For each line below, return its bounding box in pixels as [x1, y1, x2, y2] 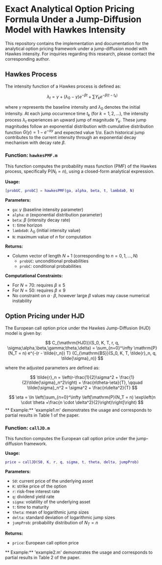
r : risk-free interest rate [12, 489, 60, 494]
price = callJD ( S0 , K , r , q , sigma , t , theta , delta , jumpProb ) [5, 460, 139, 465]
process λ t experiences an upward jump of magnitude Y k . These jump [5, 117, 147, 124]
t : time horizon [12, 222, 43, 228]
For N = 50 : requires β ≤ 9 [12, 287, 66, 293]
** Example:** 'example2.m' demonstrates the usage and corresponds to [5, 549, 153, 555]
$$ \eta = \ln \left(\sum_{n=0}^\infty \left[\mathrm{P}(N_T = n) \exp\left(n [9, 394, 156, 400]
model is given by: [5, 330, 42, 336]
